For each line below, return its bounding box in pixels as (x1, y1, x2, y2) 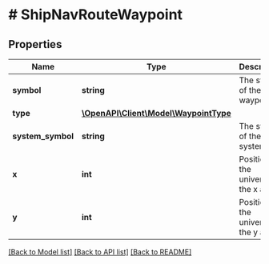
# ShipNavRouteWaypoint (8, 6, 183, 24)
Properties (8, 38, 62, 51)
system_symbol (12, 130, 74, 142)
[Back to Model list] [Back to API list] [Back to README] (8, 247, 192, 257)
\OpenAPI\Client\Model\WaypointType (81, 108, 231, 118)
